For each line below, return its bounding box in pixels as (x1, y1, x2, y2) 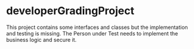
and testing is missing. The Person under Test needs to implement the (6, 30, 178, 37)
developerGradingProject (6, 4, 134, 18)
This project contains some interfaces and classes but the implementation (6, 24, 188, 31)
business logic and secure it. (6, 36, 77, 43)
